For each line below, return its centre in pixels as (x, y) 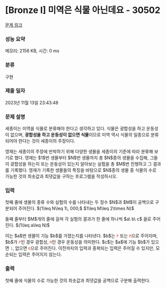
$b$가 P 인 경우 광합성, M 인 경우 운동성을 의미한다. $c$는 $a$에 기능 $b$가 (78, 242)
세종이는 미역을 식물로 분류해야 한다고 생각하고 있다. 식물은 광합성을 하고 (75, 129)
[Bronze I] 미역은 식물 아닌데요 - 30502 (83, 10)
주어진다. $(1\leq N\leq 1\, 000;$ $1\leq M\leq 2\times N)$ (76, 208)
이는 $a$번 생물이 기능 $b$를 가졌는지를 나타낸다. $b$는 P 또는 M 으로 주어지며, (82, 236)
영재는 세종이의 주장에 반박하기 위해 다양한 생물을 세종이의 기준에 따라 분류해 (79, 152)
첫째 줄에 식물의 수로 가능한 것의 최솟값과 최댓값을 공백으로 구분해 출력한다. (78, 280)
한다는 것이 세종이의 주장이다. (47, 141)
